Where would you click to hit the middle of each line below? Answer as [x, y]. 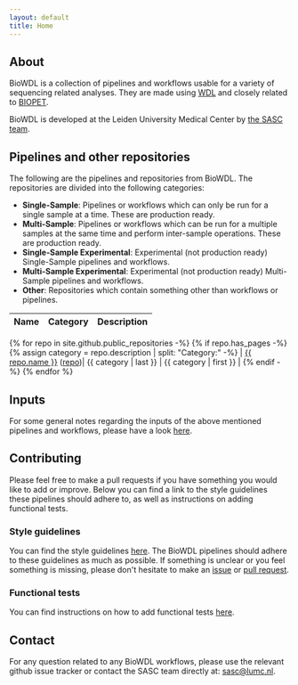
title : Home [31, 26]
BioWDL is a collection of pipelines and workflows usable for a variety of [142, 83]
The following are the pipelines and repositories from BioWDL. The [131, 178]
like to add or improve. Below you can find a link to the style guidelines [139, 489]
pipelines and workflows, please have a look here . [101, 430]
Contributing [45, 458]
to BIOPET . [29, 102]
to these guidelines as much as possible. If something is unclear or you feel [147, 560]
